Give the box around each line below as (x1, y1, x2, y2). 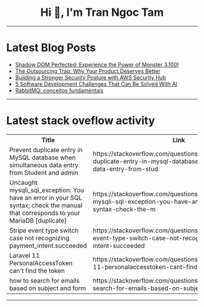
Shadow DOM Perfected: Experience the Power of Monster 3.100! (15, 61, 179, 68)
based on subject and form (9, 284, 86, 292)
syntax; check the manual (9, 201, 83, 209)
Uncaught (9, 178, 38, 187)
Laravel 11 (9, 251, 40, 260)
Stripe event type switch (9, 226, 79, 235)
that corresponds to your (9, 209, 80, 217)
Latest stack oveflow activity (6, 114, 155, 128)
